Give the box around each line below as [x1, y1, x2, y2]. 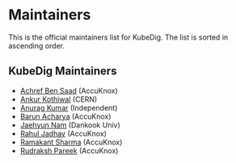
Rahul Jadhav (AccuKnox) [19, 128, 107, 138]
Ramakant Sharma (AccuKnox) [19, 137, 123, 147]
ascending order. [8, 40, 65, 50]
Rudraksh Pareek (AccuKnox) [19, 145, 119, 155]
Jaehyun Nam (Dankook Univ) [19, 119, 121, 130]
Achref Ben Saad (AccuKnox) [19, 86, 119, 95]
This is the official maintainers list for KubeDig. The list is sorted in [8, 32, 229, 42]
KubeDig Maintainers [8, 65, 117, 78]
